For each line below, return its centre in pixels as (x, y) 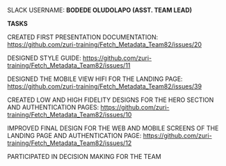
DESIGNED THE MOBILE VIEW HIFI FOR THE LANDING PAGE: (95, 79)
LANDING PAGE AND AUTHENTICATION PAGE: (74, 136)
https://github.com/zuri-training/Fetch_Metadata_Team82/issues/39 (105, 86)
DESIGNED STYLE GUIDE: (44, 58)
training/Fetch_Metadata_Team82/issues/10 (70, 115)
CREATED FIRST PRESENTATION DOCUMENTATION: (83, 37)
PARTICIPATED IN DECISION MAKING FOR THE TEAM (84, 157)
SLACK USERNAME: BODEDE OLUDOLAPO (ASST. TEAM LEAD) (100, 10)
